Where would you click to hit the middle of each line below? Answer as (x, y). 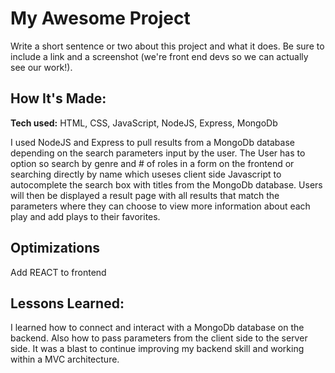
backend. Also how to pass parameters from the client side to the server (159, 338)
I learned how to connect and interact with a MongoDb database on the (157, 328)
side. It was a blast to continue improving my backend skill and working (157, 349)
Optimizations (55, 248)
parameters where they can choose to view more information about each (160, 206)
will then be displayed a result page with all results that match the (145, 195)
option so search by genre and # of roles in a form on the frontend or (152, 163)
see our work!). (41, 67)
